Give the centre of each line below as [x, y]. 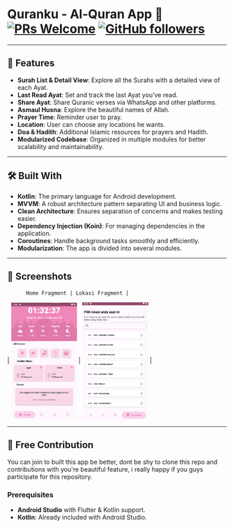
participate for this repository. [50, 476]
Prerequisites [30, 495]
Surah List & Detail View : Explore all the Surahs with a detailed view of [119, 80]
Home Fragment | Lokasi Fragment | [77, 293]
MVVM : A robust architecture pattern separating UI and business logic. [119, 203]
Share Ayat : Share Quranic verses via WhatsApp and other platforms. [117, 102]
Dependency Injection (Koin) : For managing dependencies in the [111, 226]
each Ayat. [33, 87]
